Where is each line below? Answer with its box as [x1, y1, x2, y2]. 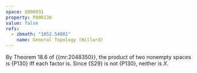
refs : [5, 25, 19, 32]
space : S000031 [5, 8, 44, 15]
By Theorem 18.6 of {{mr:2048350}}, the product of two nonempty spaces [5, 54, 192, 60]
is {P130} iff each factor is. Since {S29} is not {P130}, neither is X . [5, 60, 169, 67]
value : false [5, 20, 39, 26]
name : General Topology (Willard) [16, 37, 103, 43]
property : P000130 [5, 14, 52, 21]
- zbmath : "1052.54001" [11, 31, 71, 37]
